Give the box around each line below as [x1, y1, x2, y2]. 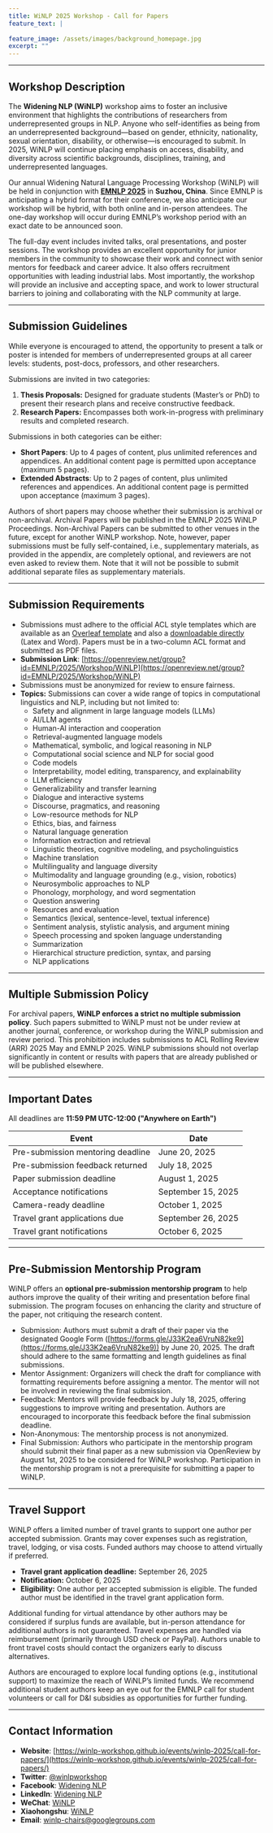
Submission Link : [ [19, 654, 84, 663]
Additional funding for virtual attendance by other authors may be [8, 1608, 227, 1618]
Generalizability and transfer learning [32, 784, 157, 793]
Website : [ [19, 1745, 56, 1756]
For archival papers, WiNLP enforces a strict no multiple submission [8, 1009, 241, 1019]
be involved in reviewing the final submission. [19, 1386, 173, 1395]
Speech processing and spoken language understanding [32, 930, 223, 940]
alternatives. [8, 1651, 50, 1661]
